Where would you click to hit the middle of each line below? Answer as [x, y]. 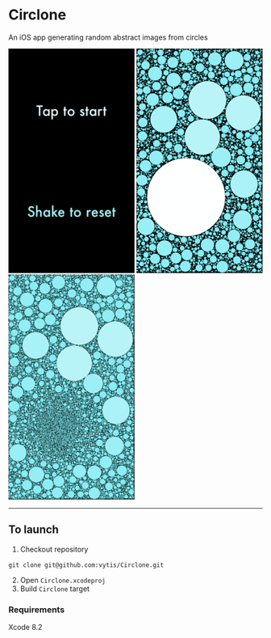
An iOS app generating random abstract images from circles [108, 37]
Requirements [37, 610]
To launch [33, 530]
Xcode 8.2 [25, 627]
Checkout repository [54, 549]
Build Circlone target [55, 589]
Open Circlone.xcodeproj [63, 580]
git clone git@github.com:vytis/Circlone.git [86, 565]
